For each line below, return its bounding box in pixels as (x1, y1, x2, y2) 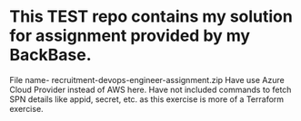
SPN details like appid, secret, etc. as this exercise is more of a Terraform (9, 93, 285, 105)
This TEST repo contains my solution (9, 6, 293, 27)
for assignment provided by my (9, 25, 251, 46)
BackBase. (9, 45, 92, 65)
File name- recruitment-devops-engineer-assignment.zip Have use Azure (9, 74, 285, 85)
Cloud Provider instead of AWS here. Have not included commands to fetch (9, 84, 292, 95)
